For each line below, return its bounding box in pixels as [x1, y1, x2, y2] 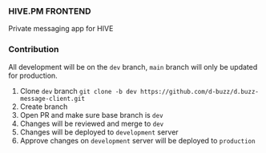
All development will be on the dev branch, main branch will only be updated [8, 62, 258, 71]
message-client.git [19, 95, 86, 103]
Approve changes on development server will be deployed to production [19, 135, 256, 145]
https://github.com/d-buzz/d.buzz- [139, 87, 259, 95]
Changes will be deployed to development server [19, 127, 179, 137]
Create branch [19, 102, 68, 111]
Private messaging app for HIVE [8, 24, 114, 34]
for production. [8, 70, 58, 80]
